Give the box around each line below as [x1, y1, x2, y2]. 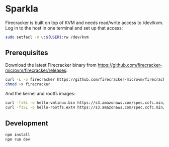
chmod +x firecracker [5, 81, 51, 87]
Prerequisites [5, 49, 48, 57]
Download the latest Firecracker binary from [5, 62, 97, 68]
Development [5, 119, 49, 127]
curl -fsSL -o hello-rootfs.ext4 [5, 105, 75, 110]
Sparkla [5, 3, 39, 15]
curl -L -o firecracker [5, 77, 55, 82]
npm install [5, 132, 30, 137]
